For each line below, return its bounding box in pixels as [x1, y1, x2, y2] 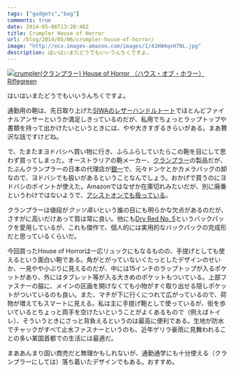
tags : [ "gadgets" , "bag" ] [7, 10, 80, 17]
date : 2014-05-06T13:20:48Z [7, 23, 89, 30]
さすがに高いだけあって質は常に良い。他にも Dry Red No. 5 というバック [7, 214, 212, 223]
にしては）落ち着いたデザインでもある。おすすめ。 [31, 357, 178, 366]
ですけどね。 [25, 132, 63, 140]
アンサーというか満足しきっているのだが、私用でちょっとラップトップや [19, 114, 227, 123]
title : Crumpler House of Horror [7, 29, 105, 37]
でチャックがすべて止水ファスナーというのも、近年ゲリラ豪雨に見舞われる [7, 325, 221, 334]
